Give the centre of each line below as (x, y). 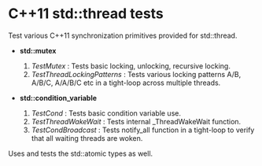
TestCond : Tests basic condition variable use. (106, 113)
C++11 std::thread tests (86, 14)
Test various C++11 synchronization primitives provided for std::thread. (123, 35)
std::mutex (38, 50)
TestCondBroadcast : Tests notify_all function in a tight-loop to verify (143, 130)
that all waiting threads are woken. (87, 138)
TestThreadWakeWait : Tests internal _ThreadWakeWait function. (136, 121)
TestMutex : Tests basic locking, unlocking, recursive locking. (131, 66)
